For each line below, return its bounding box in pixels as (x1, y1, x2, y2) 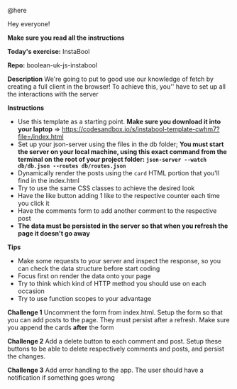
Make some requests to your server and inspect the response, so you (17, 257, 221, 265)
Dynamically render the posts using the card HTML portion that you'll (17, 169, 220, 177)
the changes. (7, 352, 46, 361)
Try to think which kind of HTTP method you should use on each (17, 280, 206, 287)
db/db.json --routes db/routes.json (17, 163, 126, 170)
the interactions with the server (7, 90, 99, 98)
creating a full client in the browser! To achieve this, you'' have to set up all (7, 82, 226, 91)
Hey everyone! (7, 20, 50, 28)
